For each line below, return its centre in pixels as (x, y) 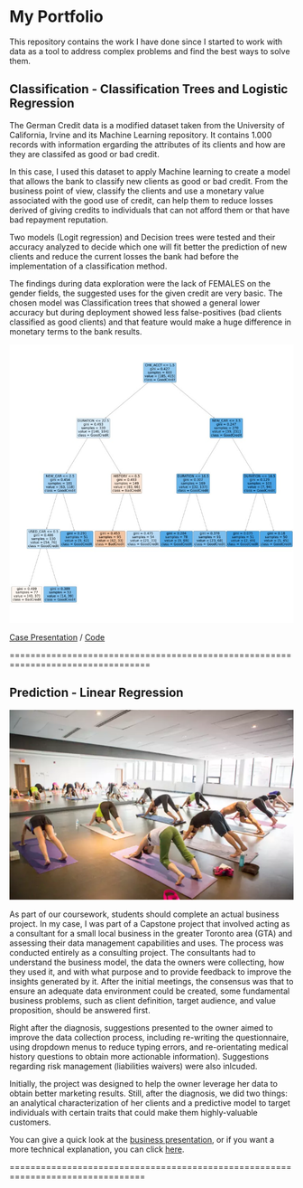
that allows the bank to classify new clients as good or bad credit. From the (149, 181)
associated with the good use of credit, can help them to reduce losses (141, 200)
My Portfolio (56, 17)
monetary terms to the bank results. (76, 331)
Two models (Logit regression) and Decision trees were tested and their (142, 237)
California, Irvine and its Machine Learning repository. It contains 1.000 (141, 135)
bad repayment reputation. (59, 220)
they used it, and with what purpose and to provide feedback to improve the (150, 971)
